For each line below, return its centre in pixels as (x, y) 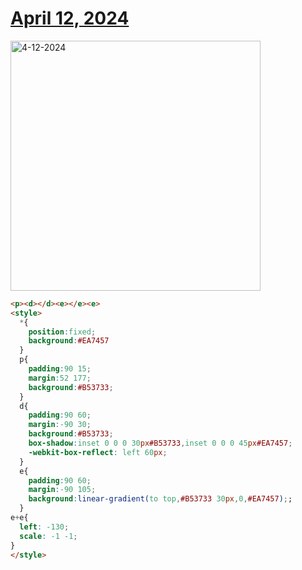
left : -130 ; (44, 527)
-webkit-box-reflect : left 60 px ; (98, 452)
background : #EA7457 (69, 341)
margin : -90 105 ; (62, 490)
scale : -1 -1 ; (48, 536)
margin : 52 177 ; (60, 378)
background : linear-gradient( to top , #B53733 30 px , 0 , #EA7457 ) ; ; (160, 499)
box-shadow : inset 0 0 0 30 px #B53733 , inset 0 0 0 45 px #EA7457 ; (160, 443)
